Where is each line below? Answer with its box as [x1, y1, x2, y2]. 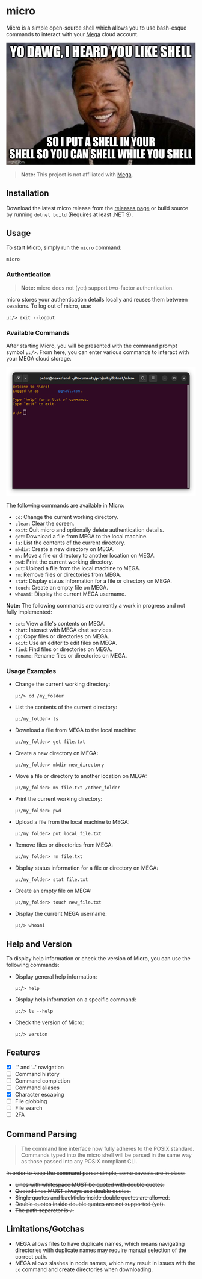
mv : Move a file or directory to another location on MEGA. [14, 552, 156, 559]
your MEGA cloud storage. [6, 355, 72, 363]
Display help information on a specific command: [14, 995, 136, 1003]
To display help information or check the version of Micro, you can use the [6, 954, 191, 962]
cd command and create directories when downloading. [14, 1266, 153, 1273]
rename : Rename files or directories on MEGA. [14, 652, 127, 659]
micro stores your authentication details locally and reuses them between [6, 296, 188, 303]
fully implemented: [6, 608, 52, 615]
